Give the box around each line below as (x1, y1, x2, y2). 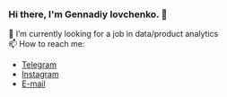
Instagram (21, 69, 59, 80)
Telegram (21, 59, 57, 70)
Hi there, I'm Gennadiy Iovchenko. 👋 (8, 8, 168, 21)
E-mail (21, 78, 46, 89)
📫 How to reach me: (8, 39, 85, 49)
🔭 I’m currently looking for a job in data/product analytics (8, 29, 219, 40)
